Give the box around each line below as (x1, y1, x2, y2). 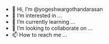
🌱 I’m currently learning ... (11, 18, 76, 25)
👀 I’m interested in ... (11, 12, 63, 19)
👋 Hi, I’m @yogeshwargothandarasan (11, 6, 103, 12)
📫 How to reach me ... (11, 32, 67, 38)
